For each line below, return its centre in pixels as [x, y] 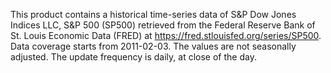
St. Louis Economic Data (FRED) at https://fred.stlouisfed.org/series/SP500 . [166, 35]
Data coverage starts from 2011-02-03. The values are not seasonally [153, 46]
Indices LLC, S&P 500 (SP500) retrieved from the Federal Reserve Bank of [163, 25]
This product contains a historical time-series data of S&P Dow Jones [153, 14]
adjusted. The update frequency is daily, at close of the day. [133, 57]
